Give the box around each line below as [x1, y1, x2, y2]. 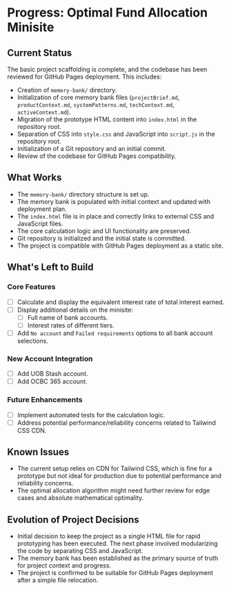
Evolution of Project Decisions [7, 514, 139, 525]
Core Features [7, 282, 56, 292]
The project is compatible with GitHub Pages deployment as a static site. [17, 241, 224, 250]
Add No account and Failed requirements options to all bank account [17, 329, 213, 337]
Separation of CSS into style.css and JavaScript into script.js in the [17, 130, 215, 138]
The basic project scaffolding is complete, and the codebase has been [7, 66, 208, 73]
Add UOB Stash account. [17, 370, 88, 378]
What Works [7, 172, 62, 183]
